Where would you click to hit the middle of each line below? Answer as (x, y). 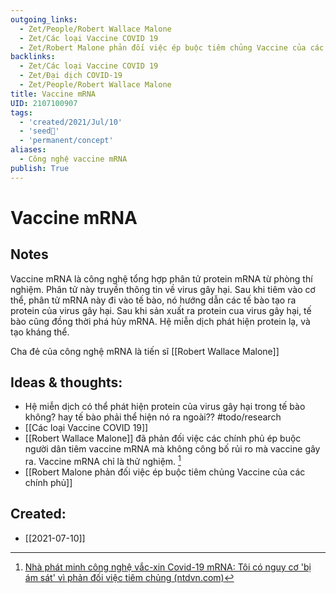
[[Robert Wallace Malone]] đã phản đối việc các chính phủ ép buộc (163, 438)
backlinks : (33, 57)
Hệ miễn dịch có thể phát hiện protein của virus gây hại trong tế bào (165, 407)
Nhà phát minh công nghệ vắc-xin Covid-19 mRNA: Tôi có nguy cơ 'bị (168, 567)
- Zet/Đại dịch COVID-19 (71, 76)
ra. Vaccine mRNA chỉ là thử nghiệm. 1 (103, 461)
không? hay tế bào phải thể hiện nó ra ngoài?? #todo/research (153, 417)
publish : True (40, 168)
